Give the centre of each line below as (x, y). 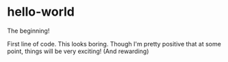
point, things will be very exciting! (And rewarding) (78, 51)
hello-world (41, 12)
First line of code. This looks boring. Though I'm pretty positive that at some (114, 44)
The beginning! (28, 31)
